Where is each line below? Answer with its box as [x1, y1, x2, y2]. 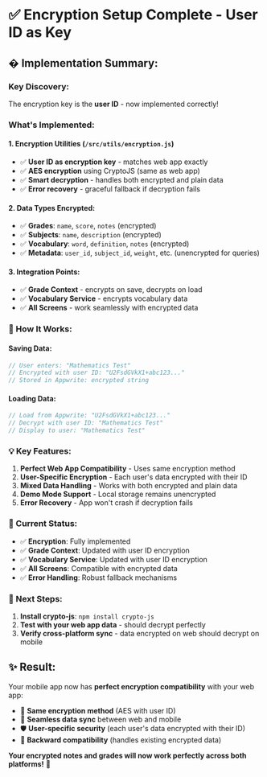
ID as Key [8, 23, 72, 42]
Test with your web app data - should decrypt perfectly [19, 619, 207, 629]
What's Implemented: [8, 119, 95, 130]
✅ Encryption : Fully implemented [19, 536, 131, 546]
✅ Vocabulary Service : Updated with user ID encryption [19, 554, 207, 564]
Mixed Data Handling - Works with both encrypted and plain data [19, 481, 238, 491]
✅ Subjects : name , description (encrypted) [19, 230, 162, 240]
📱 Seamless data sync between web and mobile [19, 714, 182, 724]
